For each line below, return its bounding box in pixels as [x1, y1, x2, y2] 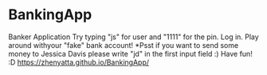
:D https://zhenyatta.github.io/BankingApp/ [8, 57, 150, 67]
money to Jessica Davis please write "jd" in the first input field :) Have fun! [8, 49, 253, 58]
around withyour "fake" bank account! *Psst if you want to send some [8, 40, 239, 49]
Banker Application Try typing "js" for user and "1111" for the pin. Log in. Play [8, 32, 259, 41]
